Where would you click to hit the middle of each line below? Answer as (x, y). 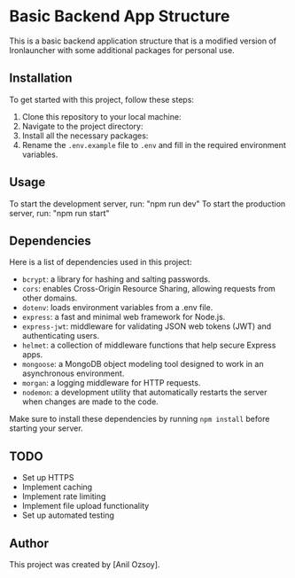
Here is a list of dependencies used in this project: (101, 262)
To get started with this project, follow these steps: (102, 99)
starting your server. (46, 428)
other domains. (50, 298)
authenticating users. (61, 336)
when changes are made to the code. (90, 402)
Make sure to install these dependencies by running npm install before (140, 419)
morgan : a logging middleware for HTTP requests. (111, 383)
